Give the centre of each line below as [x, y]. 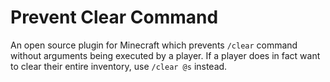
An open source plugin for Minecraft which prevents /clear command [154, 45]
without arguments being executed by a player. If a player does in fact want [165, 55]
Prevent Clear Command [114, 17]
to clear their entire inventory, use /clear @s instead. [119, 66]
